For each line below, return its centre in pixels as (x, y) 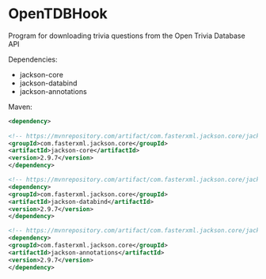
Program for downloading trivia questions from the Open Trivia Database (127, 36)
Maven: (21, 107)
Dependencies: (33, 59)
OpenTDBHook (58, 14)
